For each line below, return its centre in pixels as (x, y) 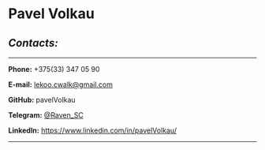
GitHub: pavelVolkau (42, 100)
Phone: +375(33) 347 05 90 (54, 69)
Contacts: (33, 43)
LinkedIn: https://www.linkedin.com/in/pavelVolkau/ (93, 130)
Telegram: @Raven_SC (46, 115)
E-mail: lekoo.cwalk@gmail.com (60, 84)
